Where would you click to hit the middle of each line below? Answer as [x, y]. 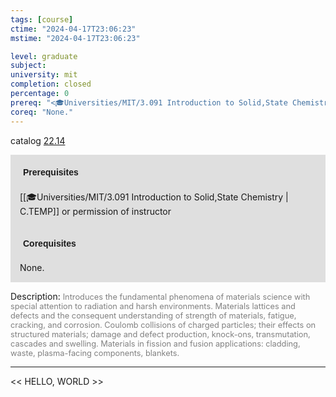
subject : [28, 66]
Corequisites [50, 243]
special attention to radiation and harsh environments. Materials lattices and [153, 306]
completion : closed [51, 84]
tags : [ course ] [42, 19]
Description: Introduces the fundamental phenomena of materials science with [160, 296]
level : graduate [44, 56]
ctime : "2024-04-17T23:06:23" [73, 29]
